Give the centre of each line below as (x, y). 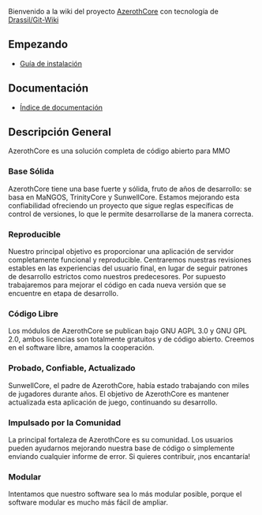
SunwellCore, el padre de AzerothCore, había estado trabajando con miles (129, 385)
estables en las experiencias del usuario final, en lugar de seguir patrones (128, 268)
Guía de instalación (51, 63)
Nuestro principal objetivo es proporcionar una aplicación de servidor (121, 252)
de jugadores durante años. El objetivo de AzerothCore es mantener (119, 394)
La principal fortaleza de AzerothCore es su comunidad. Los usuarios (121, 439)
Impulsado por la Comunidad (65, 423)
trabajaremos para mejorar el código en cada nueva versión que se (117, 285)
